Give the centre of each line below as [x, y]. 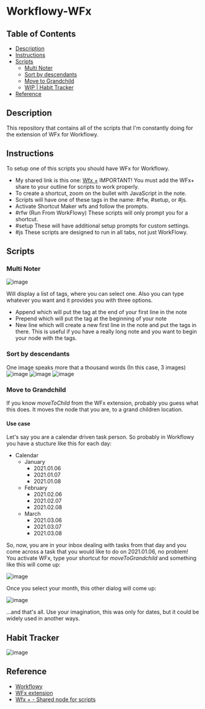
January [35, 462]
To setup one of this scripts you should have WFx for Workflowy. [88, 168]
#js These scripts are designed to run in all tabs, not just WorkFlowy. [102, 232]
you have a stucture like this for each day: [59, 444]
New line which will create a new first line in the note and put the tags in [106, 325]
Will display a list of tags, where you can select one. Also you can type [95, 294]
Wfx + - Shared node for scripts [55, 699]
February [36, 488]
